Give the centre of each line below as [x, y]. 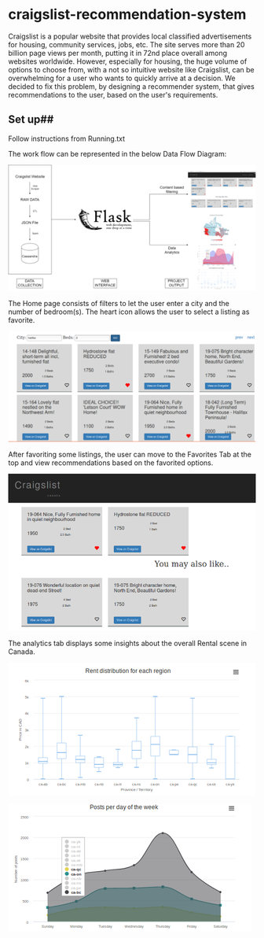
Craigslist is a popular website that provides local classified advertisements [130, 36]
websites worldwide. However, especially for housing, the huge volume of [128, 61]
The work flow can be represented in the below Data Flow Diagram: [117, 153]
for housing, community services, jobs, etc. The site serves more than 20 [126, 44]
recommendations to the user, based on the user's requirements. [113, 94]
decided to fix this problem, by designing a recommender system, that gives [132, 86]
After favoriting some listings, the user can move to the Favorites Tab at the [130, 454]
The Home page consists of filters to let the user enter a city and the [119, 303]
